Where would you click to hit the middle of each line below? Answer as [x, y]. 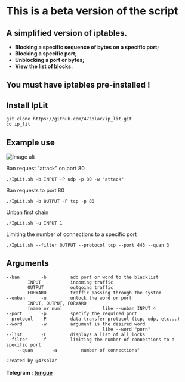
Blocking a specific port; [46, 54]
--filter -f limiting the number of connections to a [90, 340]
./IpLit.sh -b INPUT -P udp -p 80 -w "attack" [65, 179]
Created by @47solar [32, 361]
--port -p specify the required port [72, 313]
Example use [31, 142]
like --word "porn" [127, 329]
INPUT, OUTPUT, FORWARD [57, 303]
